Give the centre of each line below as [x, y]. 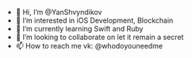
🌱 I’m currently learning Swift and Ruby [79, 29]
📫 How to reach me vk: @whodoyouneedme [89, 46]
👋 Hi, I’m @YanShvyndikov [59, 12]
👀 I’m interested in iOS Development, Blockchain [94, 20]
